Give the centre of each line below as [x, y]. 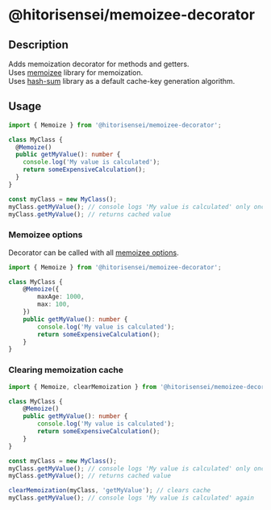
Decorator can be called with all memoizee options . [94, 253]
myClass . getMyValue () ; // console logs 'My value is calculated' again [131, 498]
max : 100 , [54, 304]
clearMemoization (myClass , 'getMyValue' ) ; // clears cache [110, 491]
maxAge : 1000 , [61, 297]
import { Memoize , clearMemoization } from [83, 387]
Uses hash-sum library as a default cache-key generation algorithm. [122, 81]
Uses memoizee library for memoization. [76, 73]
